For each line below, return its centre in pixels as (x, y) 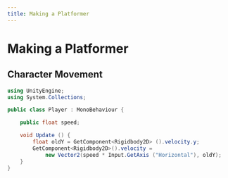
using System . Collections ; (47, 97)
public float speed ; (50, 123)
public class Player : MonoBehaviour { (66, 110)
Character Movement (55, 75)
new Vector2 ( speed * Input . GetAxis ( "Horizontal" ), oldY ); (133, 155)
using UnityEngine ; (36, 91)
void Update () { (45, 135)
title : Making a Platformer (49, 14)
